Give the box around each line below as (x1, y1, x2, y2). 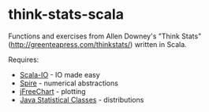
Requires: (8, 55, 39, 64)
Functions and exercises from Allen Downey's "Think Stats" (8, 31, 202, 41)
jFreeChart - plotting (19, 86, 86, 96)
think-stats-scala (8, 5, 125, 23)
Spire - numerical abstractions (19, 78, 118, 88)
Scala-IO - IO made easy (19, 70, 100, 79)
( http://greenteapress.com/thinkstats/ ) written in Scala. (8, 39, 187, 49)
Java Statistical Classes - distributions (19, 95, 144, 104)
